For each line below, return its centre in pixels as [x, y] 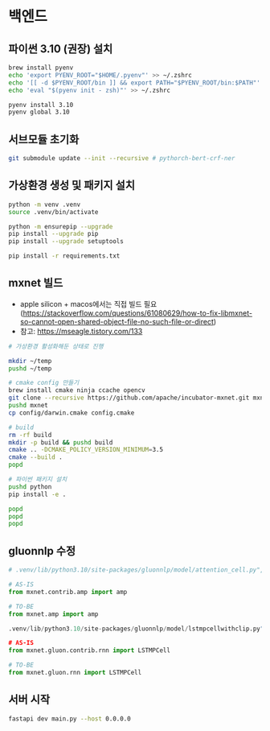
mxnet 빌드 [36, 283]
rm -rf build [30, 435]
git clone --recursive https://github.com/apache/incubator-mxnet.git [129, 398]
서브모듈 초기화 [44, 139]
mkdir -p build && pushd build [61, 442]
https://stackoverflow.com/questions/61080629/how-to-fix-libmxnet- [138, 313]
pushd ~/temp [30, 368]
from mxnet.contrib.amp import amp [68, 592]
